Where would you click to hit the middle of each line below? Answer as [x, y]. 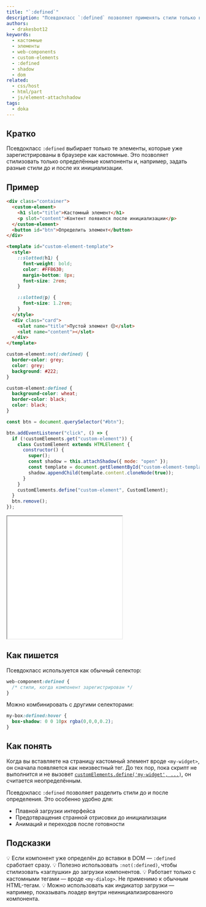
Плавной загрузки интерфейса [55, 811]
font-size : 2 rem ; [45, 281]
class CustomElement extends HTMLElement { [74, 444]
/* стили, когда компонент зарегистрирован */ [72, 687]
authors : [17, 23]
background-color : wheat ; [45, 394]
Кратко [21, 133]
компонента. [23, 898]
